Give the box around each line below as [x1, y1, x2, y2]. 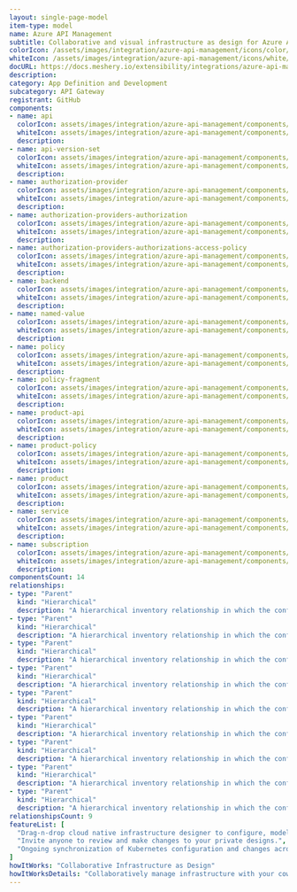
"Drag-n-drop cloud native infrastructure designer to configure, [17, 828, 267, 837]
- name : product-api [9, 408, 86, 417]
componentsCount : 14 [9, 573, 86, 582]
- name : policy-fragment [9, 376, 101, 384]
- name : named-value [9, 309, 86, 319]
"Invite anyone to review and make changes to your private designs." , [17, 836, 287, 846]
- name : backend [9, 276, 69, 285]
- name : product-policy [9, 441, 97, 450]
